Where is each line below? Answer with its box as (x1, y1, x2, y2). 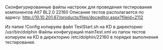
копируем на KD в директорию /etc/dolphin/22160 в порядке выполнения (5, 34, 158, 40)
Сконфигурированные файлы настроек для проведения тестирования (5, 4, 152, 10)
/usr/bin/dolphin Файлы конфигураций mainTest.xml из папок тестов (5, 29, 146, 34)
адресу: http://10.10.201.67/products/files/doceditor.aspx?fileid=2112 (5, 15, 143, 20)
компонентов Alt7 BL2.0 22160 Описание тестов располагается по (5, 9, 144, 15)
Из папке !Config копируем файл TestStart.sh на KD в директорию (5, 24, 143, 30)
